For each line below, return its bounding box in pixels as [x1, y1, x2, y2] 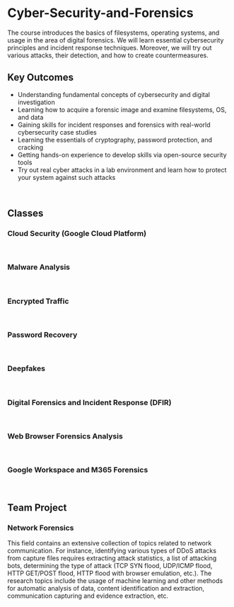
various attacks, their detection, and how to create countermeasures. [7, 51, 209, 59]
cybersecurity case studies [17, 127, 97, 136]
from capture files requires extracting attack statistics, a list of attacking [7, 554, 217, 562]
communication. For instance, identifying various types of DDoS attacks [7, 547, 217, 555]
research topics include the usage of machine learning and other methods [7, 577, 223, 585]
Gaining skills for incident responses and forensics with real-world [17, 120, 211, 129]
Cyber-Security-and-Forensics [7, 5, 194, 21]
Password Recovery [7, 329, 78, 339]
